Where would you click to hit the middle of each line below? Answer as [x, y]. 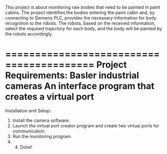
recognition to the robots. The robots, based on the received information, [80, 23]
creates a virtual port [49, 97]
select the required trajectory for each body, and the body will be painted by [84, 29]
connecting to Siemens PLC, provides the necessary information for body [81, 18]
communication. [29, 131]
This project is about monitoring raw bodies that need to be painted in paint [83, 7]
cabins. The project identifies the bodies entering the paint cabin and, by [80, 13]
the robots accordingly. [29, 34]
